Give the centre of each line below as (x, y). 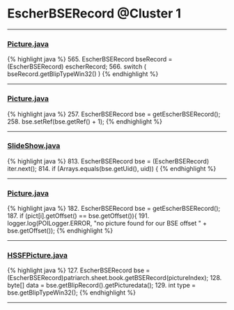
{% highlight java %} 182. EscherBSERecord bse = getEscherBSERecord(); (114, 209)
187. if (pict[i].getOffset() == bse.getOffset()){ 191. (78, 216)
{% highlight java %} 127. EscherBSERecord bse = (79, 270)
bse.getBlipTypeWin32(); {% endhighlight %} (72, 293)
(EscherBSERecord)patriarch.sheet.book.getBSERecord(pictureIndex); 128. (115, 278)
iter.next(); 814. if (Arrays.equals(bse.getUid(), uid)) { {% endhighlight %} (112, 168)
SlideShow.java (34, 146)
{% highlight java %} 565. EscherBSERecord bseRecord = (90, 59)
